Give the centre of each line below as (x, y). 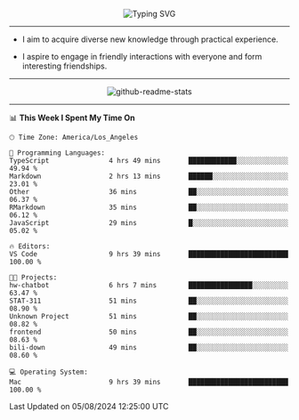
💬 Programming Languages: (57, 153)
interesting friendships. (65, 66)
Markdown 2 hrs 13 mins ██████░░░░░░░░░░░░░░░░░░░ (149, 176)
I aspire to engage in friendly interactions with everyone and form (142, 57)
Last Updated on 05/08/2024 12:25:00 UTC (89, 406)
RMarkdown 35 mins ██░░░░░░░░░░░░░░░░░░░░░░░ (149, 207)
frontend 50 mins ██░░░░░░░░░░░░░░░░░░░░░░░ (149, 332)
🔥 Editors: (30, 246)
